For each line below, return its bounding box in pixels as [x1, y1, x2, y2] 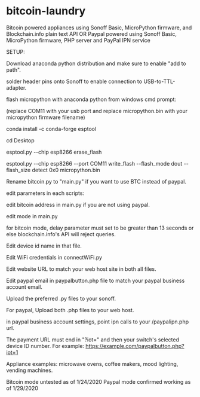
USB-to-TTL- [143, 78, 176, 85]
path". [6, 66, 21, 73]
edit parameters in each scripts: [6, 190, 85, 197]
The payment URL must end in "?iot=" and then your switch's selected [6, 336, 180, 343]
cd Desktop [6, 136, 35, 144]
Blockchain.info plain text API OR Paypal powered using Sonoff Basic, [6, 30, 177, 37]
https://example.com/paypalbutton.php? [85, 342, 184, 349]
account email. [6, 283, 43, 291]
